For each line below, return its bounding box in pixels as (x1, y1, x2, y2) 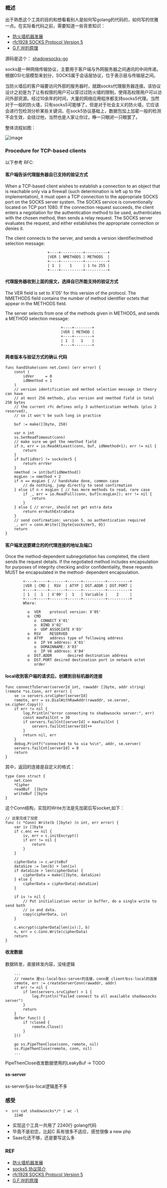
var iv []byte (14, 824, 43, 829)
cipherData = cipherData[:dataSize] (23, 881, 99, 886)
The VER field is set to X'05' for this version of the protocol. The (5, 290, 136, 296)
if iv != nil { (14, 894, 46, 899)
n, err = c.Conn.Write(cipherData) (14, 929, 88, 934)
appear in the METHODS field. (5, 301, 67, 306)
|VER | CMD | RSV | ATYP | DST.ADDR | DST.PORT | (23, 584, 133, 589)
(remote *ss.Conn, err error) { (5, 689, 72, 694)
